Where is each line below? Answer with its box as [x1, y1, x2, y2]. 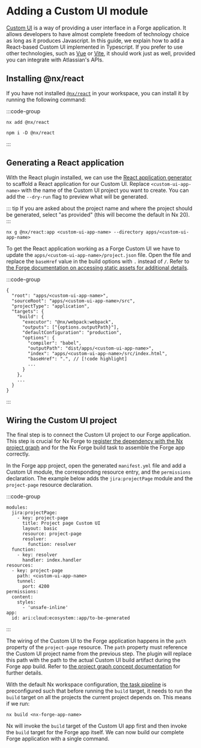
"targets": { [11, 308, 44, 314]
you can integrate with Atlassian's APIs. [6, 56, 104, 63]
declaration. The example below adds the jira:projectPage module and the [6, 475, 193, 482]
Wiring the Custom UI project [6, 415, 117, 425]
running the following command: [6, 96, 86, 103]
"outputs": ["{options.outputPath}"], [22, 324, 119, 330]
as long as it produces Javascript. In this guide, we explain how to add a [6, 37, 184, 44]
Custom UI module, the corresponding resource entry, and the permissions [6, 468, 191, 476]
